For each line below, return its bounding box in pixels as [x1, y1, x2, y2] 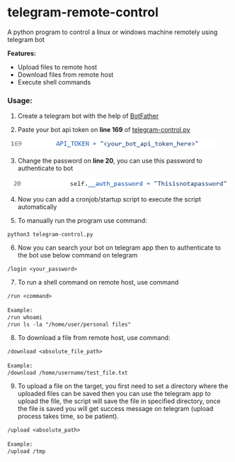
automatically [17, 203, 57, 211]
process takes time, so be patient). [17, 412, 119, 421]
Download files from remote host [17, 70, 114, 79]
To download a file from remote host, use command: [17, 334, 171, 342]
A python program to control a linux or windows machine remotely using [7, 28, 218, 36]
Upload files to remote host [17, 62, 98, 71]
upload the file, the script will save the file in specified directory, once [17, 397, 221, 405]
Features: [7, 49, 37, 57]
